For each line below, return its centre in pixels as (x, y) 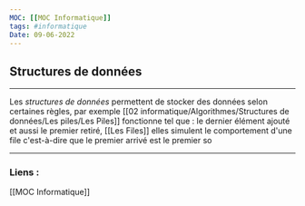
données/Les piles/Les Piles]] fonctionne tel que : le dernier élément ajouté (150, 121)
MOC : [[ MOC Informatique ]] (60, 18)
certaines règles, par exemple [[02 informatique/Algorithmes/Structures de (149, 112)
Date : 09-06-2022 (42, 34)
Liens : (25, 172)
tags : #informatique (49, 26)
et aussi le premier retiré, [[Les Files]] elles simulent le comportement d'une (151, 131)
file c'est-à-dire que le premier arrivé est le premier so (111, 141)
